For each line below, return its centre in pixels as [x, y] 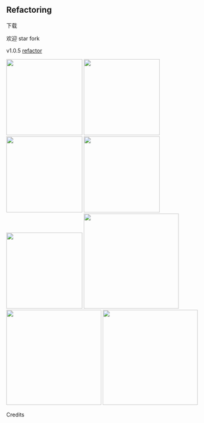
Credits [15, 414]
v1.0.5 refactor [24, 51]
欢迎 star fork [23, 38]
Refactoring [29, 10]
